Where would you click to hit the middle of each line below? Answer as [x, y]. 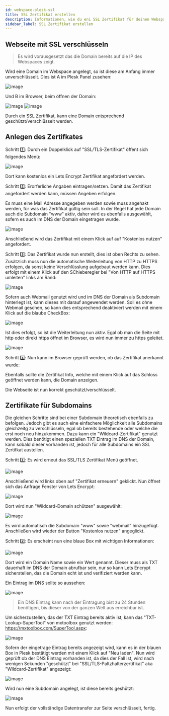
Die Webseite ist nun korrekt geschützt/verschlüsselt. [61, 389]
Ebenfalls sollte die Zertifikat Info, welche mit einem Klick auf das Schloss [81, 374]
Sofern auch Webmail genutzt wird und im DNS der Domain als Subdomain [82, 297]
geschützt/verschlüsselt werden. [39, 121]
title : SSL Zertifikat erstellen [40, 15]
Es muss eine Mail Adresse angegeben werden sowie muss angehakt [77, 203]
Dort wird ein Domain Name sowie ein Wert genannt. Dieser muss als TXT [81, 562]
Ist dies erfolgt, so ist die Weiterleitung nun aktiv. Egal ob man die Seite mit [82, 332]
